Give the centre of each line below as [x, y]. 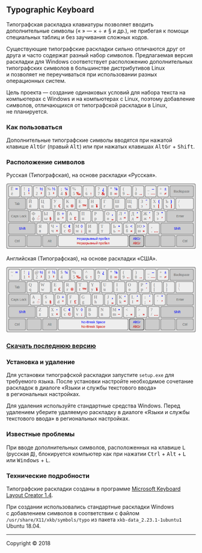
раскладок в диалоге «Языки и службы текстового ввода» [81, 388]
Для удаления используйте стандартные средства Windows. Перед [93, 406]
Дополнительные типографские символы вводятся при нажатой [89, 140]
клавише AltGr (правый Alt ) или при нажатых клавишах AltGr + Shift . [101, 147]
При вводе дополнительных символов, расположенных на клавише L [96, 447]
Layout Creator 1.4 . [30, 495]
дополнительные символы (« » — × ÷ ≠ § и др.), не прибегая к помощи [97, 31]
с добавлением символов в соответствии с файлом [73, 513]
